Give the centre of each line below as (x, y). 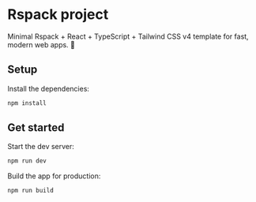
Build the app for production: (54, 176)
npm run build (31, 191)
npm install (27, 103)
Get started (36, 128)
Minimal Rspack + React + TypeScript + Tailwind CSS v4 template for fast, (128, 36)
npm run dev (27, 161)
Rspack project (58, 15)
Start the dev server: (41, 147)
